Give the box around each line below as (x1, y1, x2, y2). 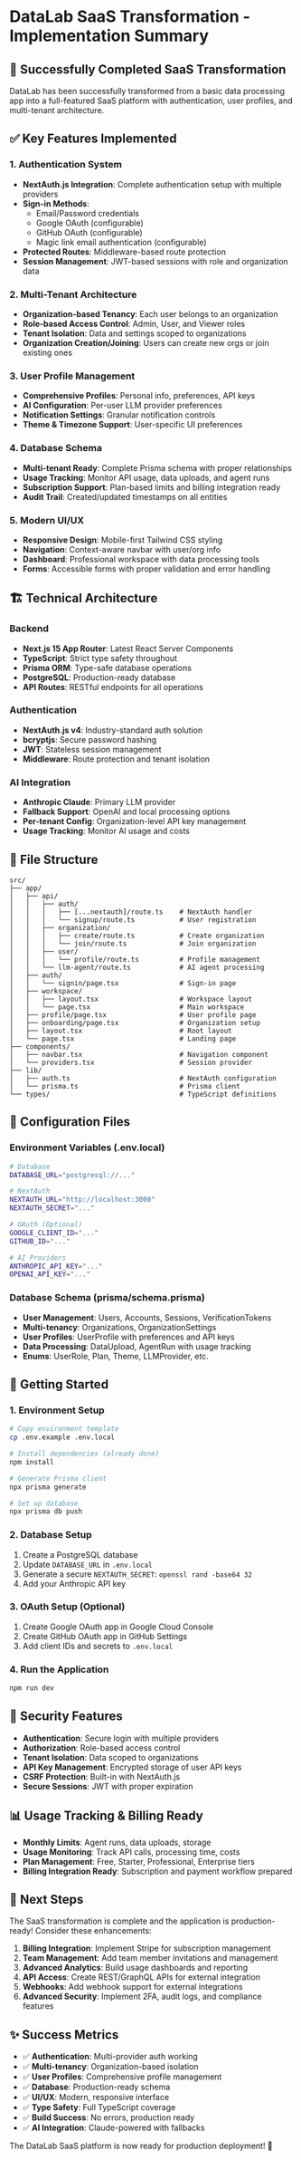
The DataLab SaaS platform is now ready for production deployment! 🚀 (9, 2140, 273, 2152)
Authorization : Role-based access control (22, 1742, 181, 1753)
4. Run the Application (9, 1663, 109, 1675)
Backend (9, 622, 50, 635)
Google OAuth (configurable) (35, 217, 145, 228)
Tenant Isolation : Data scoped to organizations (22, 1752, 199, 1762)
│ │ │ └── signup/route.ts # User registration (9, 915, 257, 925)
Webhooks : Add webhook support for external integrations (22, 1982, 243, 1992)
